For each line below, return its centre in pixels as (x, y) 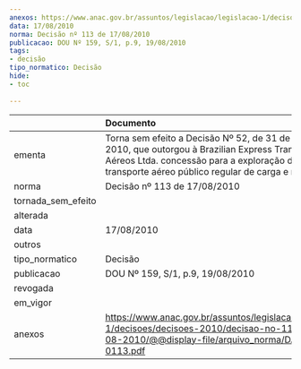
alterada (31, 215)
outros (28, 245)
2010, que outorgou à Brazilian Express (189, 149)
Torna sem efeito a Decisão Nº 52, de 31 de (198, 138)
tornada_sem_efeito (55, 201)
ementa (30, 155)
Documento (131, 123)
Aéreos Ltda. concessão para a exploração (195, 160)
